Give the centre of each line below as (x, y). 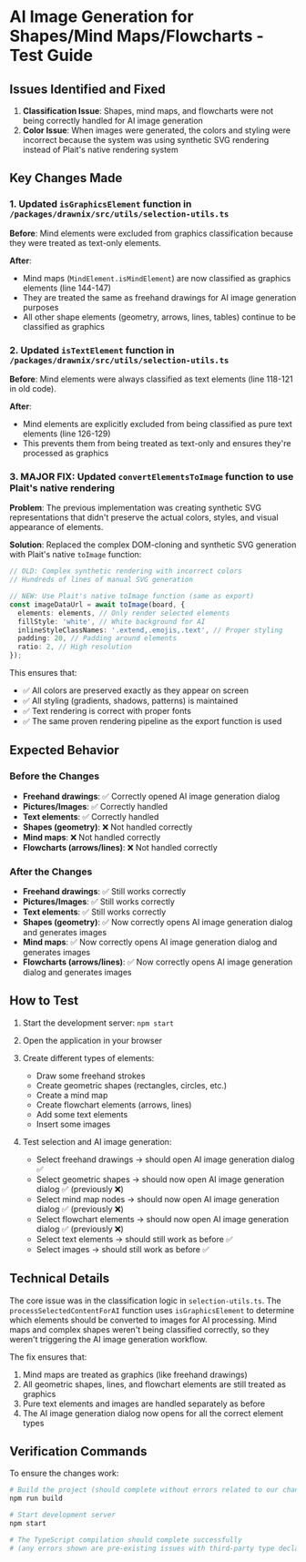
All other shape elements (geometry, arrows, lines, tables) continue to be (159, 317)
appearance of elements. (56, 527)
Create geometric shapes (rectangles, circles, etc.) (132, 1085)
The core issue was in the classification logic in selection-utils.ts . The (145, 1301)
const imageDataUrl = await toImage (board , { (97, 604)
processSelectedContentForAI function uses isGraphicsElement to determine (152, 1310)
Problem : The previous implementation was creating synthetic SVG (136, 508)
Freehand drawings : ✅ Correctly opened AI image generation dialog (151, 796)
